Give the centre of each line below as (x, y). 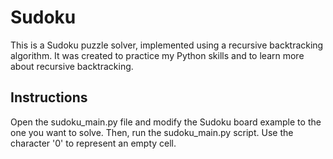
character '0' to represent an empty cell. (93, 143)
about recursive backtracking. (72, 66)
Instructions (49, 97)
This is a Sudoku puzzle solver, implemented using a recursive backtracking (167, 45)
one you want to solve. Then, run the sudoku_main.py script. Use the (152, 132)
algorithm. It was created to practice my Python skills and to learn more (157, 55)
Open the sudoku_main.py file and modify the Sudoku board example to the (166, 122)
